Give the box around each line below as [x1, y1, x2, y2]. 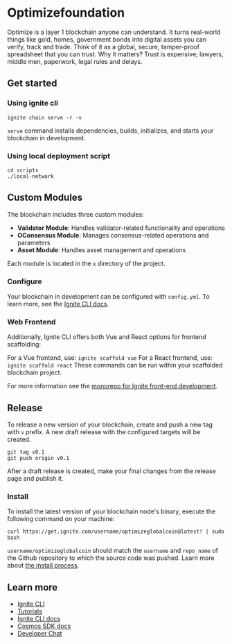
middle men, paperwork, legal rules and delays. [7, 57, 143, 65]
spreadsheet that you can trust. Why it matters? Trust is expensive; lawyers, [7, 50, 224, 58]
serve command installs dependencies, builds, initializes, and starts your [7, 126, 214, 135]
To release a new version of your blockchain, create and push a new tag [7, 420, 213, 429]
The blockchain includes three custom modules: [7, 210, 144, 218]
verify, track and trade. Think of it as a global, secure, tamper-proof [7, 42, 199, 51]
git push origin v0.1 [7, 455, 70, 462]
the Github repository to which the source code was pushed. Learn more [7, 554, 215, 562]
